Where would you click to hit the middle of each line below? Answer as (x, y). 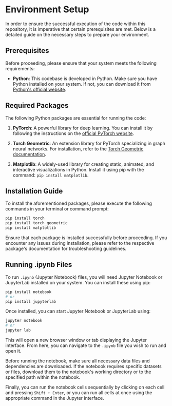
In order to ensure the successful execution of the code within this (75, 24)
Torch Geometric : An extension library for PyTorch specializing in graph (89, 143)
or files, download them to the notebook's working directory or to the (78, 372)
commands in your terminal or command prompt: (57, 209)
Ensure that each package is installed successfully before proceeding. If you (86, 238)
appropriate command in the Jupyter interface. (55, 398)
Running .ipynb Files (39, 265)
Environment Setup (47, 9)
